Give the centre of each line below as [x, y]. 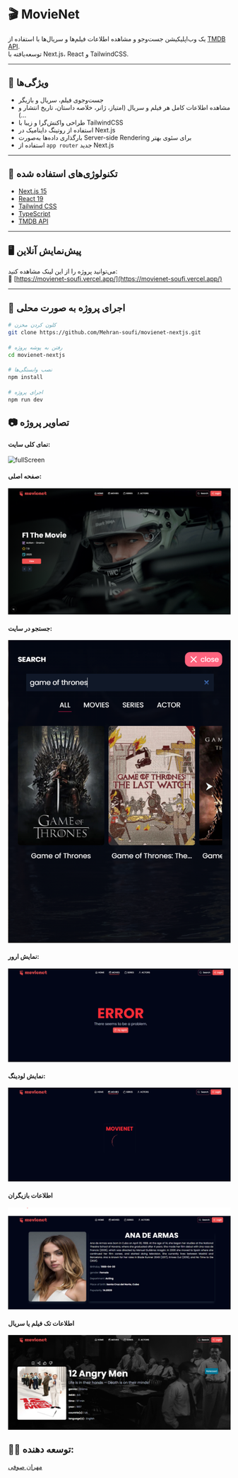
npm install [25, 377]
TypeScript [34, 213]
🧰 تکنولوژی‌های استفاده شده [63, 174]
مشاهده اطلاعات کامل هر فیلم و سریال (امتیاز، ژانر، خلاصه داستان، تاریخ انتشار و [124, 107]
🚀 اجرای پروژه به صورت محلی [67, 308]
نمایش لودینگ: [27, 1076]
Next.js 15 [32, 191]
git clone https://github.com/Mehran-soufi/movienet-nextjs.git [105, 333]
